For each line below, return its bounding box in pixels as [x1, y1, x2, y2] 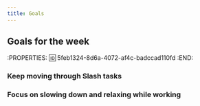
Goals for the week [7, 36, 89, 47]
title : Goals [7, 10, 45, 17]
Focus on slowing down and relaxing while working [7, 90, 181, 100]
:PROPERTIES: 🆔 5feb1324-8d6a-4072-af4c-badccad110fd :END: [7, 54, 194, 62]
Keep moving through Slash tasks [7, 72, 122, 81]
